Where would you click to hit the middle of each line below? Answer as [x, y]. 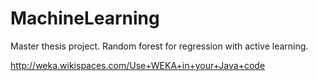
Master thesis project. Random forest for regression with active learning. [159, 46]
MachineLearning [85, 18]
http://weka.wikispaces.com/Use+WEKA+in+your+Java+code [138, 65]
